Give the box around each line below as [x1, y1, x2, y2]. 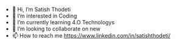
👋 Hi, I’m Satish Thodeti [12, 6, 71, 13]
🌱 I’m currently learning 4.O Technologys [12, 19, 115, 26]
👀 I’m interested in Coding [12, 12, 77, 19]
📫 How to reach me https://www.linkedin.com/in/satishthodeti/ [12, 32, 171, 39]
